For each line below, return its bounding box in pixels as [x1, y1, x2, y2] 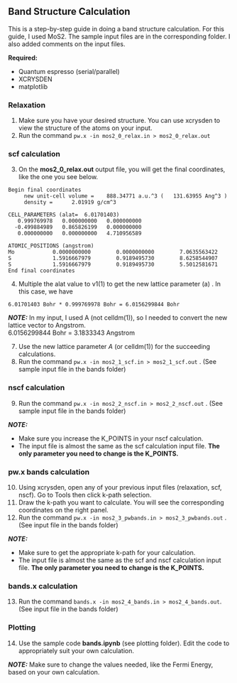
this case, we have [18, 287, 73, 296]
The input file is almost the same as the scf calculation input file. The [18, 441, 221, 450]
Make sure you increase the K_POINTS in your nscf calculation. [18, 434, 204, 443]
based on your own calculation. [8, 667, 100, 676]
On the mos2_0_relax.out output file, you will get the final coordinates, [18, 165, 226, 173]
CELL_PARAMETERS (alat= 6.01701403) [8, 211, 120, 219]
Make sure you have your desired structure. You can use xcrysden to [18, 117, 221, 125]
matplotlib [18, 82, 48, 91]
